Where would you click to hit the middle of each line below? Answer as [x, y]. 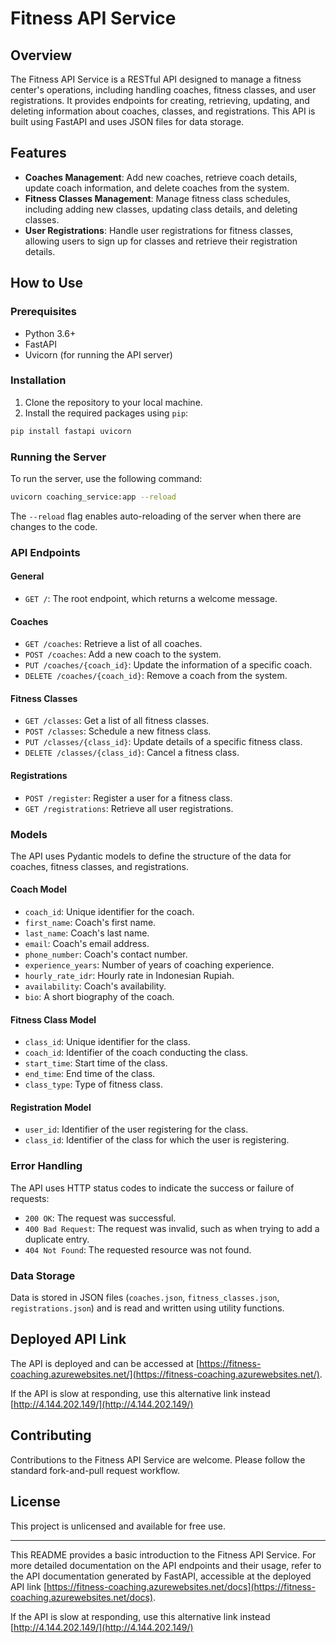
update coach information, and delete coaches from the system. [157, 188]
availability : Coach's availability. [95, 986]
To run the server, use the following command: [106, 478]
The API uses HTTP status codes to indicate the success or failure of [152, 1188]
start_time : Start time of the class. [96, 1063]
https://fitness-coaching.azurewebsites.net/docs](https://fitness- [181, 1586]
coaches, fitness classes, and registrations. [100, 866]
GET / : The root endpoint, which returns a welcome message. [151, 598]
